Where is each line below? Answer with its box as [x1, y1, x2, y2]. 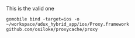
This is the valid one [6, 5, 54, 12]
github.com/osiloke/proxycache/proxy [6, 26, 98, 32]
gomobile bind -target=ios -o [6, 16, 80, 22]
